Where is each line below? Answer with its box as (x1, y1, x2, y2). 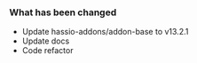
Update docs (21, 35, 70, 46)
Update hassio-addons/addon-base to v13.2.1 (21, 27, 189, 37)
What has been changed (9, 6, 117, 19)
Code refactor (21, 45, 74, 56)
